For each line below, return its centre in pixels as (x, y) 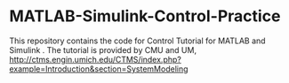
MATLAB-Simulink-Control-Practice (145, 16)
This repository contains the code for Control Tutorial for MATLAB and (137, 41)
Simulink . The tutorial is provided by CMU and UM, (103, 49)
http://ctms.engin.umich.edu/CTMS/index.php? (96, 59)
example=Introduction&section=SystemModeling (99, 69)
